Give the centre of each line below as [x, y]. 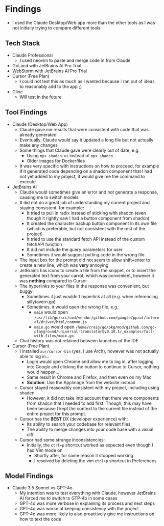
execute [27, 181]
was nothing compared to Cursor [53, 280]
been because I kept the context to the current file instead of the [92, 408]
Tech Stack [23, 43]
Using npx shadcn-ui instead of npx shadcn [70, 155]
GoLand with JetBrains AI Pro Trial [47, 65]
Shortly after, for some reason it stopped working [84, 455]
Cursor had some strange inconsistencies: [62, 440]
